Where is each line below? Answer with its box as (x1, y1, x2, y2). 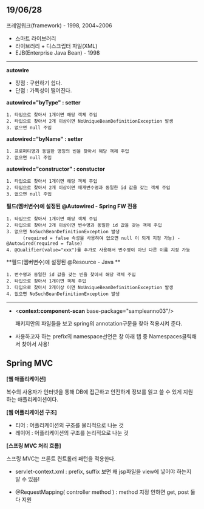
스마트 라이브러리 (15, 35, 56, 42)
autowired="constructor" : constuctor (6, 165, 105, 173)
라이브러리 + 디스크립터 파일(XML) (15, 42, 98, 49)
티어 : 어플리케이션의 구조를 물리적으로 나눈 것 (15, 422, 124, 429)
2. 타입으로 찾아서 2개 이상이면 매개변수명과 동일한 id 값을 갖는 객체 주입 (6, 185, 171, 191)
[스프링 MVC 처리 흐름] (6, 442, 61, 449)
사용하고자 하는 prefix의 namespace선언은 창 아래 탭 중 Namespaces (15, 332, 182, 340)
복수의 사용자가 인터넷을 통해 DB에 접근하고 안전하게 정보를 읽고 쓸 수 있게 (6, 388, 182, 395)
